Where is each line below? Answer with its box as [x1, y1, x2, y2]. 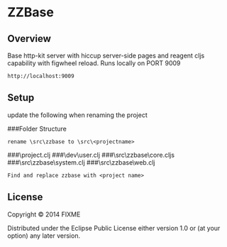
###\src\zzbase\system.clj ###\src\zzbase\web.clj [7, 158, 155, 167]
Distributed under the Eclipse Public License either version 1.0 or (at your [7, 224, 221, 232]
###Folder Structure [7, 124, 67, 133]
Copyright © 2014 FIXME [7, 210, 81, 219]
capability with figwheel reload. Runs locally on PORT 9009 [7, 59, 181, 67]
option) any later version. [7, 231, 80, 240]
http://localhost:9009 [7, 72, 74, 79]
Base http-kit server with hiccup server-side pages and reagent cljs [7, 51, 205, 60]
